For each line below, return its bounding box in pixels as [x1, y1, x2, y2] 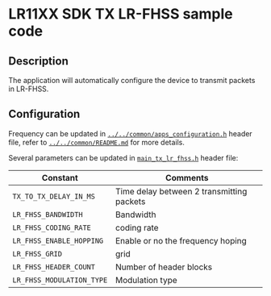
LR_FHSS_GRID [12, 249, 63, 258]
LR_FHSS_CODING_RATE [12, 223, 91, 232]
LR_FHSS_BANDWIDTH [12, 210, 83, 219]
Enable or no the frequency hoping [115, 235, 248, 246]
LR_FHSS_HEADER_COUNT [12, 262, 95, 271]
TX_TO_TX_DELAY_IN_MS [12, 191, 95, 201]
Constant [41, 172, 78, 183]
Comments [165, 172, 209, 183]
